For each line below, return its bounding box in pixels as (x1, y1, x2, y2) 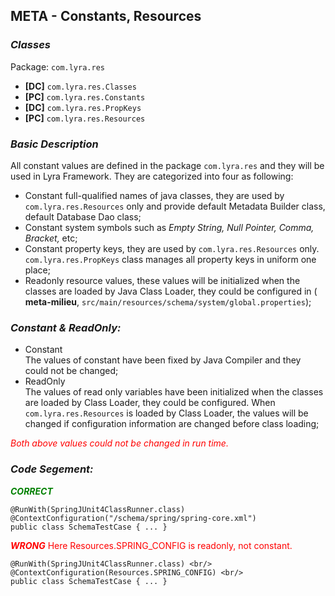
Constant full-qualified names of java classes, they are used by (24, 189, 285, 201)
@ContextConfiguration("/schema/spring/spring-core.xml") (10, 513, 257, 523)
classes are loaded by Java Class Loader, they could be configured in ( (24, 285, 318, 297)
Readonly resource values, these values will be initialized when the (24, 274, 301, 286)
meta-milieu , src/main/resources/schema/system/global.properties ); (24, 295, 312, 308)
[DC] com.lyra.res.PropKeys (24, 101, 142, 113)
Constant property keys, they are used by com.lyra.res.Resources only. (24, 242, 320, 254)
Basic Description (10, 137, 99, 151)
